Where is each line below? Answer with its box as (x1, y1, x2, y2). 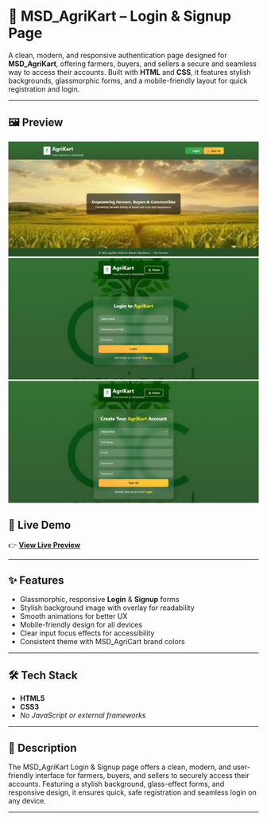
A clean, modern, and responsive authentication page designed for (8, 50, 228, 60)
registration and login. (8, 84, 80, 94)
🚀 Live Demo (8, 518, 72, 532)
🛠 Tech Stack (8, 668, 78, 682)
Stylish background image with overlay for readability (19, 603, 195, 612)
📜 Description (8, 741, 77, 755)
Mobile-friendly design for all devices (19, 620, 143, 630)
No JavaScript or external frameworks (19, 710, 146, 720)
